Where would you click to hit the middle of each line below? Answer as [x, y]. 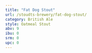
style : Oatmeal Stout [28, 24]
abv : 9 [12, 29]
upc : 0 [12, 43]
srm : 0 [12, 38]
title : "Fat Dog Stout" [30, 10]
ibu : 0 [12, 33]
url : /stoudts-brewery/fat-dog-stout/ [46, 15]
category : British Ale [29, 19]
